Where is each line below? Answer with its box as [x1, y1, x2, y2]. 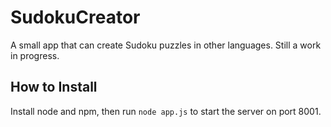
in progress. [10, 49, 60, 61]
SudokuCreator [10, 6, 141, 29]
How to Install [10, 79, 98, 96]
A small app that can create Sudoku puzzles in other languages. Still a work [10, 39, 322, 51]
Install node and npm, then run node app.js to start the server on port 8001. [10, 105, 322, 117]
